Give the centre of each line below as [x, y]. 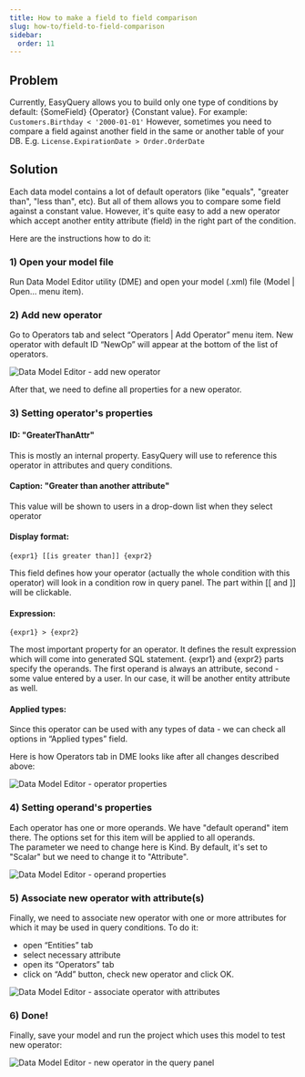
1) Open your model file [61, 262]
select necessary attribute [71, 955]
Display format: [40, 537]
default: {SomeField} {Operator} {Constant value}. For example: [128, 112]
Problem [34, 80]
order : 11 [36, 43]
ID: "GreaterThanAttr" [52, 435]
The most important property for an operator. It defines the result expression [153, 649]
